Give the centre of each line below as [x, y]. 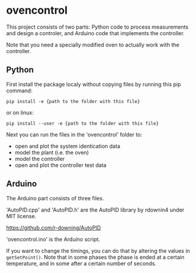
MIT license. [22, 216]
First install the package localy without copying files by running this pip [94, 84]
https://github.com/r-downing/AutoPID [54, 228]
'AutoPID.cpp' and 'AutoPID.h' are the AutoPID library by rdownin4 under [95, 210]
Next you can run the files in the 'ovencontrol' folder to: [74, 134]
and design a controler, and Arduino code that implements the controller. [96, 33]
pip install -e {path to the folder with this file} [73, 101]
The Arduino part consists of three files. [55, 198]
